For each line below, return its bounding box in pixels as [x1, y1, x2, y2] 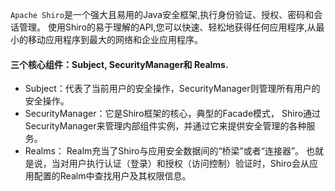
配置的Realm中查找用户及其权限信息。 [33, 170, 192, 182]
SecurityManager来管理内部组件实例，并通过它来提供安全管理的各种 [24, 120, 307, 132]
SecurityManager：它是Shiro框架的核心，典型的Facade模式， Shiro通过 [24, 108, 322, 120]
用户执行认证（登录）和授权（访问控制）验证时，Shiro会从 [68, 158, 310, 170]
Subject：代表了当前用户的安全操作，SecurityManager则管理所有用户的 [24, 83, 321, 95]
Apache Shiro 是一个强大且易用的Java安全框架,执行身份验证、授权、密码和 [10, 9, 315, 20]
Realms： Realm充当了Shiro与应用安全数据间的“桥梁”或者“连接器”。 [24, 145, 305, 157]
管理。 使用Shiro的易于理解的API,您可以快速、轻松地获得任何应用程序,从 [18, 21, 317, 33]
